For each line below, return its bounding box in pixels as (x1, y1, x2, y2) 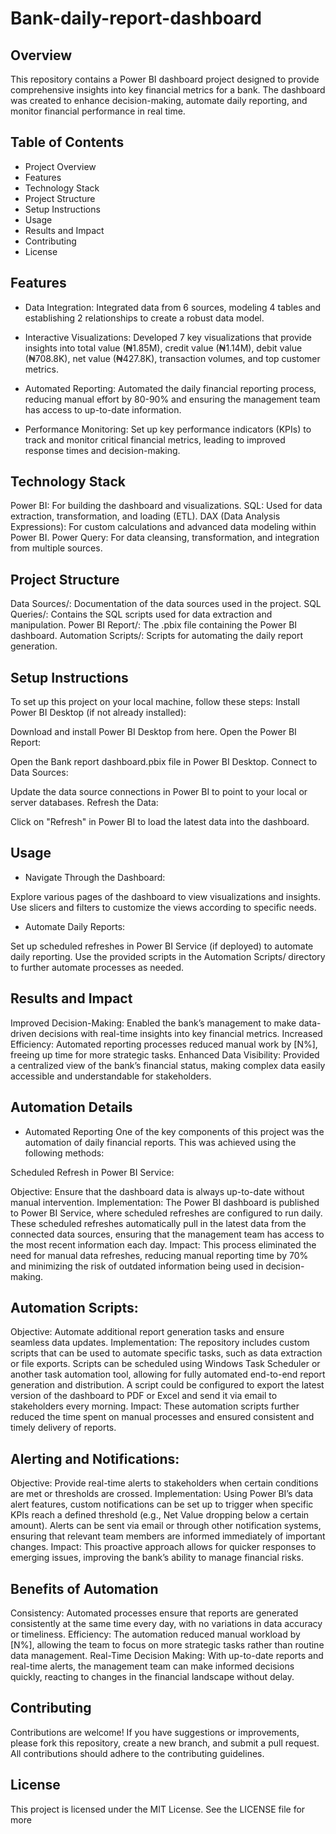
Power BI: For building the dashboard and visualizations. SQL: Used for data (10, 500, 323, 512)
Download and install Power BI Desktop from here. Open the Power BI (10, 726, 297, 738)
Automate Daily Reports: (24, 920, 126, 932)
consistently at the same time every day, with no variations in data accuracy (10, 1617, 323, 1629)
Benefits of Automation (10, 1580, 159, 1597)
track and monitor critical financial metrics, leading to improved (24, 433, 286, 446)
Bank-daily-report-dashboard (10, 7, 262, 30)
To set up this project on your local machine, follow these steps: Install (10, 696, 300, 708)
